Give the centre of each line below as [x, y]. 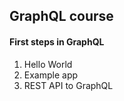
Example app [51, 75]
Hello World [48, 64]
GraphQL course [61, 16]
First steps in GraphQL [57, 41]
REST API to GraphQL [68, 85]
